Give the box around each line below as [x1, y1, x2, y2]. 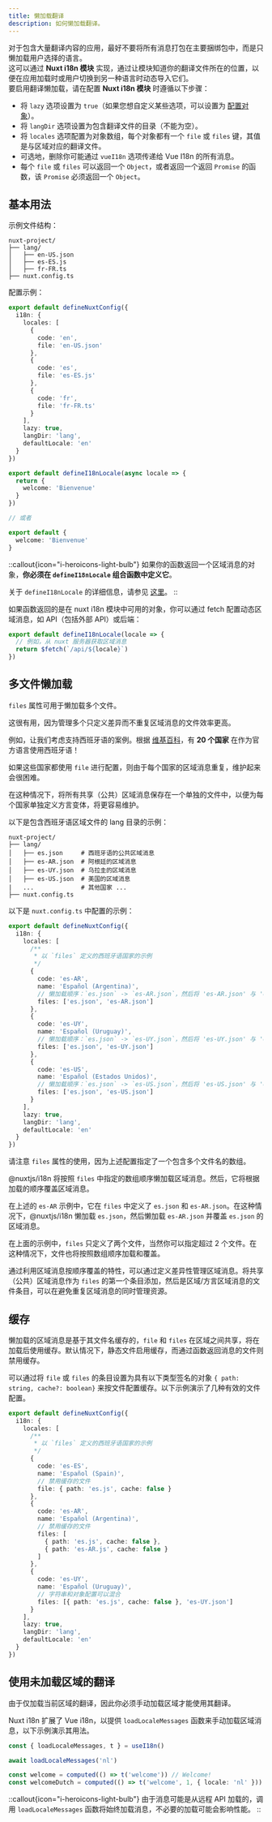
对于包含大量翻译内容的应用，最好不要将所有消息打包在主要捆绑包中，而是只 [8, 42, 264, 53]
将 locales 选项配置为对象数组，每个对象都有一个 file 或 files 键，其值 [19, 131, 261, 140]
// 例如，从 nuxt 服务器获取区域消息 [15, 638, 127, 646]
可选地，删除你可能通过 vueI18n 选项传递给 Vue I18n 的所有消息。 [19, 151, 239, 161]
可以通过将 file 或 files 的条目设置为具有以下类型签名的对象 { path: [8, 1373, 240, 1382]
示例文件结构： [8, 221, 58, 230]
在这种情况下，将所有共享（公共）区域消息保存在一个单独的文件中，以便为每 [8, 789, 264, 799]
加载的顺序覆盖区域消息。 [8, 1184, 94, 1193]
